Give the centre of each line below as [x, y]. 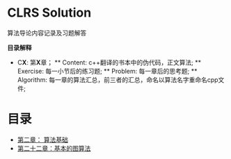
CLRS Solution [49, 13]
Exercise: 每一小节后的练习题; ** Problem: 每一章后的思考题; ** [107, 71]
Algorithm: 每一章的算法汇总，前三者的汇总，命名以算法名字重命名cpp [118, 79]
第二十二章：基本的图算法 [54, 148]
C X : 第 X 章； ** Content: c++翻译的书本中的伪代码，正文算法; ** [109, 62]
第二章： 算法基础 [42, 140]
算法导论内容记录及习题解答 [47, 33]
